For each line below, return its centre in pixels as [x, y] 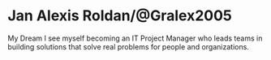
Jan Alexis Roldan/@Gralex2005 [120, 16]
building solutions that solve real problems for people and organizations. [128, 46]
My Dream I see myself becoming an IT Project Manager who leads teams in [135, 38]
